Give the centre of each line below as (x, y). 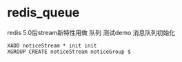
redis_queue (43, 13)
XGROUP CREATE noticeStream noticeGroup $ (69, 52)
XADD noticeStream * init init (52, 45)
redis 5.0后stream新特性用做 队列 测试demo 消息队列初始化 (91, 32)
